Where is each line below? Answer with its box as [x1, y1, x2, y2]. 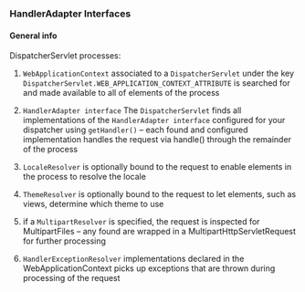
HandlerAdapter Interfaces [9, 7, 131, 20]
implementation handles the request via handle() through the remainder [22, 134, 292, 145]
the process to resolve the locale [22, 172, 146, 182]
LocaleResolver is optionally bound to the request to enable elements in [22, 162, 292, 172]
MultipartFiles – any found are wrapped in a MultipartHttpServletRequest [22, 226, 297, 237]
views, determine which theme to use [22, 199, 164, 210]
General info [9, 30, 58, 41]
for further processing [22, 235, 107, 246]
